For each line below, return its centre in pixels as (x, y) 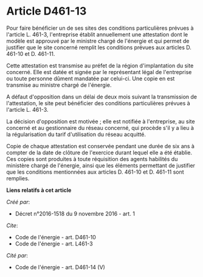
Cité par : (17, 255)
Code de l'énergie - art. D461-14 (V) (60, 267)
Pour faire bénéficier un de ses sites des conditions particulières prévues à (100, 28)
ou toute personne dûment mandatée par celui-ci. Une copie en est (91, 78)
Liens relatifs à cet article (39, 190)
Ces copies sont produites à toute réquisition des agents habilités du (92, 159)
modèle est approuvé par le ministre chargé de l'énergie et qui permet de (98, 41)
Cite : (12, 225)
